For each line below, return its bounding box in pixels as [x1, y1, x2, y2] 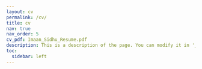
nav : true [6, 25, 31, 32]
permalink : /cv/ [6, 14, 47, 20]
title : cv [6, 20, 31, 26]
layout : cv [6, 8, 34, 15]
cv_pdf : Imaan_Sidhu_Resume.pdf [6, 37, 87, 43]
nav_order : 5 [6, 31, 39, 37]
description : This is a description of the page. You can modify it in [6, 43, 189, 49]
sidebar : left [11, 53, 47, 59]
